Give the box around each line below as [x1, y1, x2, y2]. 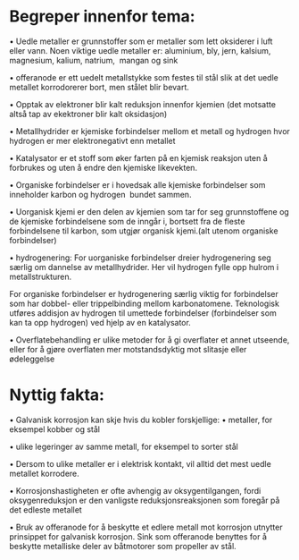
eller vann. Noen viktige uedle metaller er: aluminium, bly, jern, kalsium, [9, 45, 271, 55]
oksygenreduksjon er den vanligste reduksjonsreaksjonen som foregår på [9, 495, 280, 505]
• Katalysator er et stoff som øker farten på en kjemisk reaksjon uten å [9, 152, 268, 163]
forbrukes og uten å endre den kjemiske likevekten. [9, 162, 198, 173]
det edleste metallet [9, 504, 82, 515]
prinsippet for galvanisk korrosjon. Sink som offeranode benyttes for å [9, 530, 268, 542]
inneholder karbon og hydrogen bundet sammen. [9, 189, 192, 199]
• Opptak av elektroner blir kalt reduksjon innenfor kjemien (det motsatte [9, 98, 277, 109]
